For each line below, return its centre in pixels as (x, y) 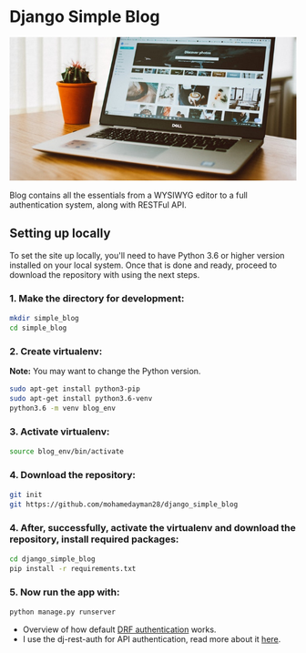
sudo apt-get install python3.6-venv (81, 398)
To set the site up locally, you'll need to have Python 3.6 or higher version (147, 255)
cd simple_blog (38, 328)
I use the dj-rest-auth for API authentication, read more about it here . (152, 639)
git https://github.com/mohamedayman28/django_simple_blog (124, 505)
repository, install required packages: (94, 539)
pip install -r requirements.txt (73, 569)
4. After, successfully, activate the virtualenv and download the (153, 527)
